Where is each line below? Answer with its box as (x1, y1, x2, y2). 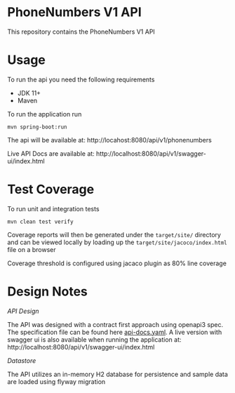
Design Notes (7, 284, 88, 299)
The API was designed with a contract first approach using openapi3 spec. (7, 320, 223, 328)
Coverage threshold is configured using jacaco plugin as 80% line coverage (7, 259, 227, 267)
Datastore (7, 356, 36, 365)
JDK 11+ (17, 88, 41, 97)
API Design (7, 307, 40, 315)
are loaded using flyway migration (7, 377, 106, 386)
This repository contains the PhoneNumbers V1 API (7, 27, 156, 36)
